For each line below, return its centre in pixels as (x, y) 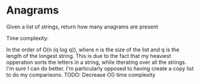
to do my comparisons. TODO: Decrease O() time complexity (81, 75)
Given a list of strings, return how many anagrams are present (82, 27)
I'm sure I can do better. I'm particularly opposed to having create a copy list (100, 68)
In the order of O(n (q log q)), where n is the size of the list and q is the (93, 49)
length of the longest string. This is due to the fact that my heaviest (89, 56)
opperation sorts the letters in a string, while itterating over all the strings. (96, 62)
